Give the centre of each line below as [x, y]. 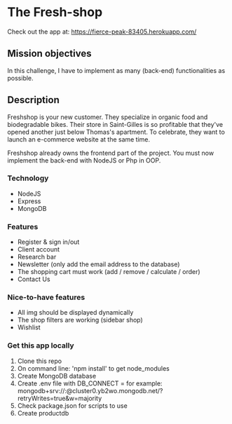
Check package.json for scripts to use [72, 405]
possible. [20, 78]
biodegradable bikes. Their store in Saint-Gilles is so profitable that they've [115, 124]
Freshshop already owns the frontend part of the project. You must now [111, 153]
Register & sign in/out [48, 242]
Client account [39, 249]
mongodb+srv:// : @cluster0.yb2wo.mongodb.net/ [88, 390]
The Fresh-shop [55, 12]
